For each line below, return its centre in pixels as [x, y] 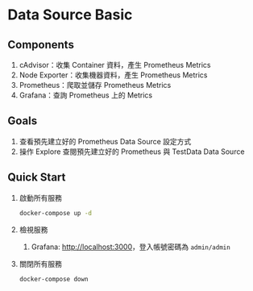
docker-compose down [54, 279]
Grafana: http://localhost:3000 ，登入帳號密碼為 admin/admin [131, 247]
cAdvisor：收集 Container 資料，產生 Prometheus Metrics [115, 65]
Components [41, 45]
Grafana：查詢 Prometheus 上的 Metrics [86, 95]
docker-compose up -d [55, 213]
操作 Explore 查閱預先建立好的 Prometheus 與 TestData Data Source [132, 152]
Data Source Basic [70, 15]
